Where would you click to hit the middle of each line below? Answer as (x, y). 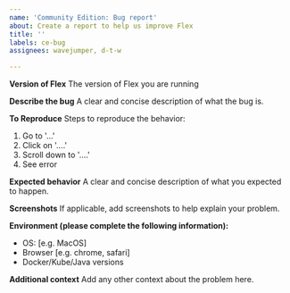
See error (40, 164)
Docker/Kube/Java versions (73, 262)
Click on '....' (45, 146)
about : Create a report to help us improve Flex (101, 26)
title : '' (28, 34)
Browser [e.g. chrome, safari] (76, 253)
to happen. (29, 191)
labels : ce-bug (37, 42)
